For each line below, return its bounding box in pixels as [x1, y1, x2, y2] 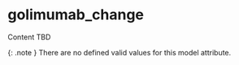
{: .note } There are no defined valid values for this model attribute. [7, 47, 232, 57]
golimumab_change [7, 6, 144, 24]
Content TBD [7, 32, 51, 42]
